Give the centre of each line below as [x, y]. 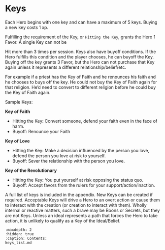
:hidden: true [20, 234]
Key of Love [17, 141]
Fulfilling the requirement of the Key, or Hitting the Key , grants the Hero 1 [80, 37]
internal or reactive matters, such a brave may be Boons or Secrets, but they [82, 210]
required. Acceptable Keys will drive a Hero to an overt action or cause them [82, 200]
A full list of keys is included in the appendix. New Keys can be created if [79, 194]
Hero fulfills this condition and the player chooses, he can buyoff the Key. [80, 56]
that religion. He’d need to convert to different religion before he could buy [81, 87]
